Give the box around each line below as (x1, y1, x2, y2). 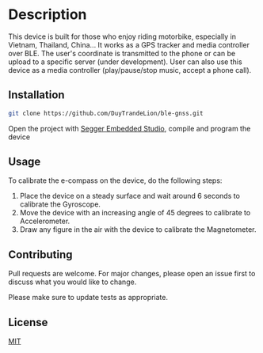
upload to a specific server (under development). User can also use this (8, 57, 243, 66)
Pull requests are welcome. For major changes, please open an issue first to (8, 269, 256, 279)
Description (8, 6, 87, 24)
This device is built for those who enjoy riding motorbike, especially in (8, 32, 236, 41)
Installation (8, 89, 65, 102)
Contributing (8, 248, 73, 261)
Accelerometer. (19, 216, 71, 226)
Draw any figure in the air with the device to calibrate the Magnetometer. (19, 225, 257, 234)
